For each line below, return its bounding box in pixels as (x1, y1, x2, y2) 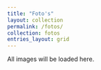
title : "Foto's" (7, 10, 54, 17)
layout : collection (7, 17, 64, 24)
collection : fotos (7, 29, 60, 37)
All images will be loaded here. (7, 55, 95, 63)
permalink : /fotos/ (7, 23, 64, 30)
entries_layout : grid (7, 36, 70, 43)
